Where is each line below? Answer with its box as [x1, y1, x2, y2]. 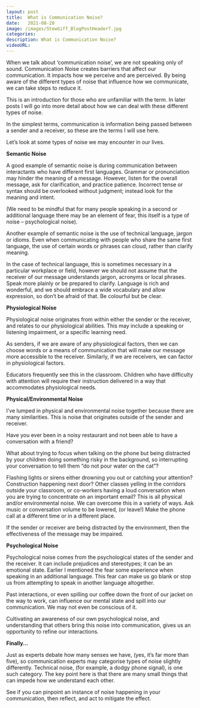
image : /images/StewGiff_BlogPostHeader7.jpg [6, 25, 122, 32]
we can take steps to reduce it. [6, 84, 83, 91]
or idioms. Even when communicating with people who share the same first [6, 236, 192, 243]
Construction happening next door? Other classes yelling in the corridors [6, 480, 186, 487]
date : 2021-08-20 [6, 20, 55, 26]
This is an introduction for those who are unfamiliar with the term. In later [6, 96, 186, 103]
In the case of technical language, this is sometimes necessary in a [6, 260, 172, 267]
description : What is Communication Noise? [6, 37, 117, 43]
